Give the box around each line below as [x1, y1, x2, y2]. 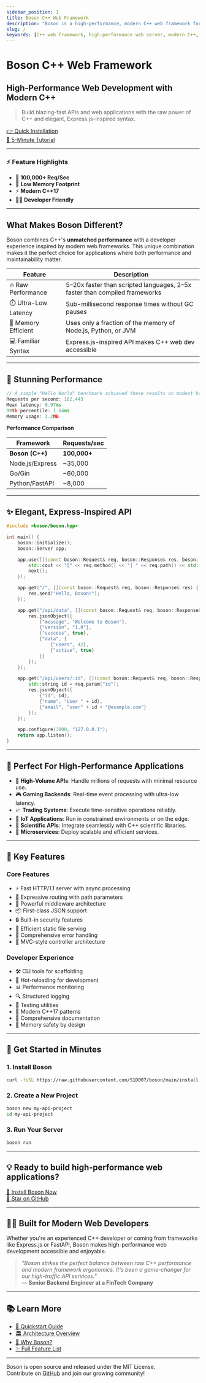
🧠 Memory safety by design [15, 1021, 86, 1028]
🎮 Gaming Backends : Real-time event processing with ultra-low [15, 790, 179, 797]
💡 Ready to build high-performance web [6, 1162, 163, 1173]
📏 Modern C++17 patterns [15, 1008, 81, 1015]
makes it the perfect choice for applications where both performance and [6, 249, 192, 257]
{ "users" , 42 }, [50, 641, 89, 648]
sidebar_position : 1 [6, 9, 59, 15]
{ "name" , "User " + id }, [39, 698, 103, 704]
